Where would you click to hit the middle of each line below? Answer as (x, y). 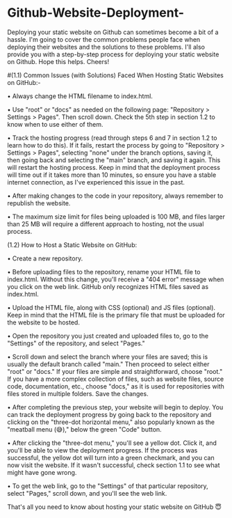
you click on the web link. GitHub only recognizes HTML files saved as (108, 286)
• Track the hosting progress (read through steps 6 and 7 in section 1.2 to (112, 138)
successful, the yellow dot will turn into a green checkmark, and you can (111, 457)
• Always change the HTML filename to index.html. (80, 96)
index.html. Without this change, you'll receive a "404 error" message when (116, 279)
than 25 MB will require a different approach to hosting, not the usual (106, 223)
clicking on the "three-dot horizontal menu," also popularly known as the (111, 422)
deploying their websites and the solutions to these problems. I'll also (106, 47)
